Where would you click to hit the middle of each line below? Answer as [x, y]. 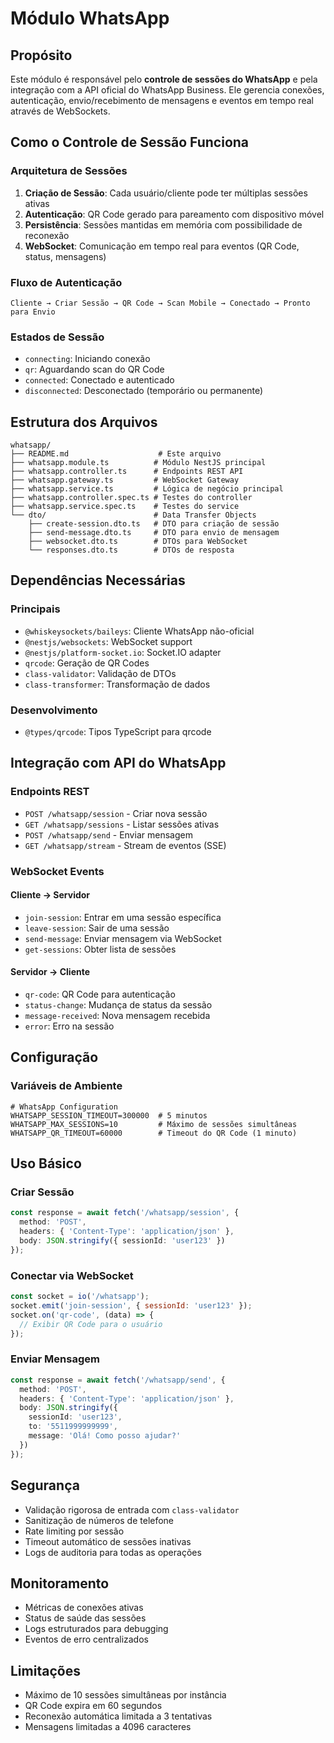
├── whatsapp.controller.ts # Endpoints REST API [127, 472]
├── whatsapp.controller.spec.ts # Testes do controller [131, 498]
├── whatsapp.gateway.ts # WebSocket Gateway [125, 480]
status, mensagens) [65, 256]
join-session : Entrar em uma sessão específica [123, 917]
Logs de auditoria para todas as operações [113, 1552]
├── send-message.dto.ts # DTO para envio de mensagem [154, 533]
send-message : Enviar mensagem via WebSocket [123, 938]
